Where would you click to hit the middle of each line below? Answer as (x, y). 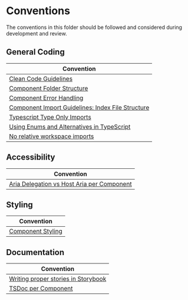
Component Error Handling (46, 97)
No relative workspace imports (52, 136)
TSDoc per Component (41, 289)
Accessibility (31, 157)
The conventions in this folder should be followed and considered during (94, 27)
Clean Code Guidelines (41, 79)
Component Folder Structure (49, 88)
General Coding (35, 52)
